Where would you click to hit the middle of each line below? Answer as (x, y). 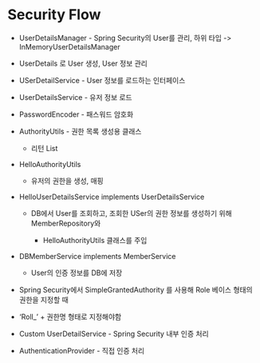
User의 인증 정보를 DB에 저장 (77, 273)
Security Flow (54, 15)
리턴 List (44, 148)
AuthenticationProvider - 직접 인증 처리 (82, 350)
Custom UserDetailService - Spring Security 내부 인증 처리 (114, 333)
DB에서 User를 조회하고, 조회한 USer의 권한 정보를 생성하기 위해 (131, 213)
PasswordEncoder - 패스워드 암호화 (76, 114)
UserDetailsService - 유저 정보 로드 (75, 97)
